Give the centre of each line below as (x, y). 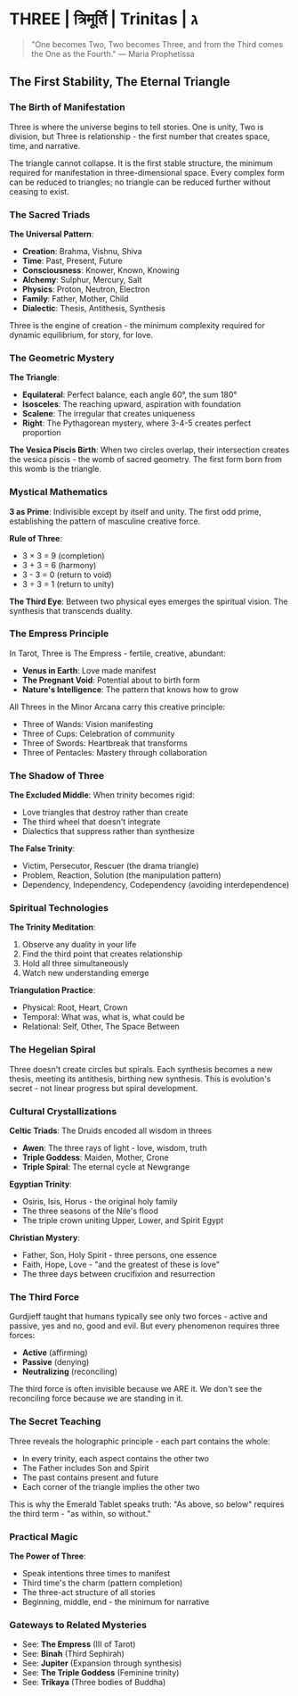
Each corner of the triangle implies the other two (111, 1486)
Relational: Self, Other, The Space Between (101, 1027)
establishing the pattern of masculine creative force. (105, 521)
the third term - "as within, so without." (80, 1513)
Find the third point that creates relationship (102, 954)
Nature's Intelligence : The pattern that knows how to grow (130, 689)
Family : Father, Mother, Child (75, 298)
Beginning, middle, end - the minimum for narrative (116, 1601)
